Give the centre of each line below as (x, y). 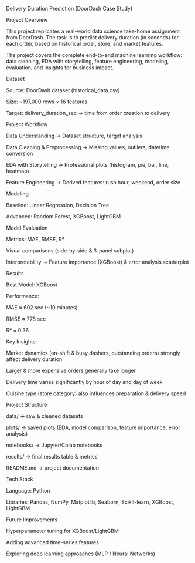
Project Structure (27, 405)
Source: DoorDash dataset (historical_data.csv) (63, 90)
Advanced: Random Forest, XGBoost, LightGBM (64, 216)
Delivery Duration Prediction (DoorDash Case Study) (69, 9)
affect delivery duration (34, 359)
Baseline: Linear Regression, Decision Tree (58, 205)
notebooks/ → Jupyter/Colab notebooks (54, 445)
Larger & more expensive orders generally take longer (71, 370)
